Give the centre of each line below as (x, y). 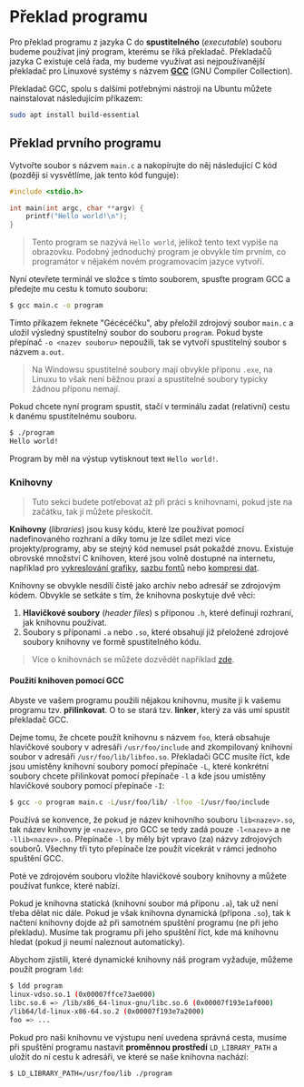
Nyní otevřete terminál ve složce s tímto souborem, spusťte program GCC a (150, 279)
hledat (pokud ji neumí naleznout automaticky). (97, 942)
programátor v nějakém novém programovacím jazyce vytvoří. (148, 262)
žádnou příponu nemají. (76, 389)
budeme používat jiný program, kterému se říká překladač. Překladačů (141, 51)
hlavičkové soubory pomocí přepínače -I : (87, 786)
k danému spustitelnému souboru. (74, 416)
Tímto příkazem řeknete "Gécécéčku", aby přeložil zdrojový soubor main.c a (152, 323)
